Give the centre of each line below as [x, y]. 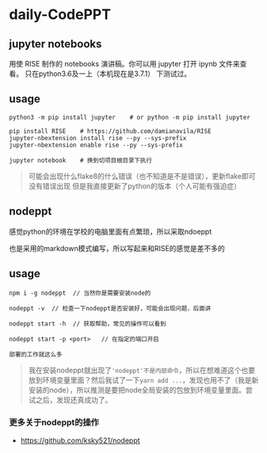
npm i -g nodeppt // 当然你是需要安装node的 [80, 293]
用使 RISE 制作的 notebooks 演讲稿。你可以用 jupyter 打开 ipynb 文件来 [124, 64]
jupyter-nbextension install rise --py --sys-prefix [98, 138]
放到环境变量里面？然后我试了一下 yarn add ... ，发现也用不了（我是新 [143, 380]
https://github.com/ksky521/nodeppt [80, 440]
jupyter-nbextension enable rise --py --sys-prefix [96, 145]
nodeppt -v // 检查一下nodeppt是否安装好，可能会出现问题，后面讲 [110, 309]
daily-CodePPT [60, 15]
